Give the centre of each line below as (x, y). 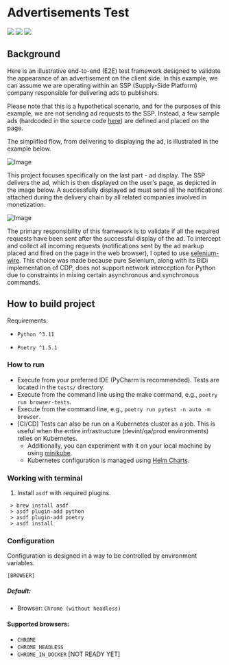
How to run (26, 364)
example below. (29, 149)
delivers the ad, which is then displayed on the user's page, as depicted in (112, 182)
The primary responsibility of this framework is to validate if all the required (113, 231)
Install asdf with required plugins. (64, 493)
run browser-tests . (44, 402)
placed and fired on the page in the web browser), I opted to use (98, 253)
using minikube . (50, 453)
